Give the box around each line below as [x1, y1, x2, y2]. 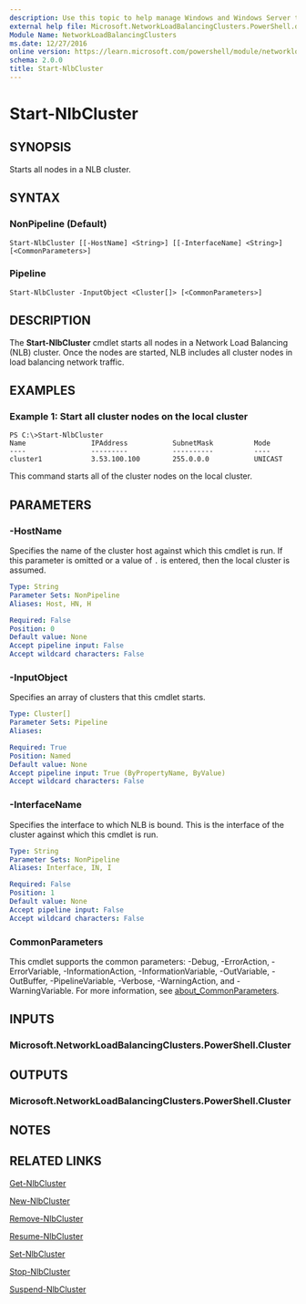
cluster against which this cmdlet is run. [9, 829, 159, 840]
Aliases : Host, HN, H [9, 599, 92, 608]
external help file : [9, 22, 88, 31]
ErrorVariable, [9, 966, 62, 977]
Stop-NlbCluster [9, 1266, 71, 1277]
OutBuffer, [9, 975, 48, 986]
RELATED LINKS [9, 1154, 102, 1169]
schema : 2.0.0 [9, 56, 64, 65]
